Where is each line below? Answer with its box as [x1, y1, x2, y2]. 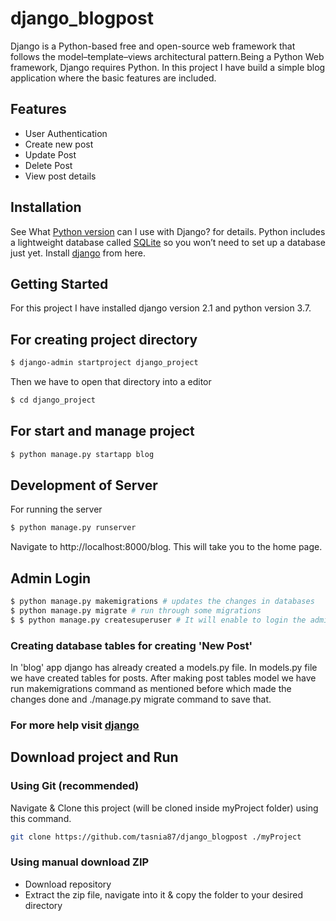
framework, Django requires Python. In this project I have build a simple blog [10, 61, 326, 73]
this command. [10, 812, 72, 824]
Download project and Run [10, 749, 179, 766]
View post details [24, 170, 97, 182]
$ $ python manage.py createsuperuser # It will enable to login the [10, 615, 307, 625]
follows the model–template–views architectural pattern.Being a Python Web [10, 50, 325, 62]
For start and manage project [10, 423, 195, 440]
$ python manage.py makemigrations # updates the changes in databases [10, 597, 315, 607]
